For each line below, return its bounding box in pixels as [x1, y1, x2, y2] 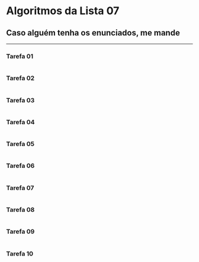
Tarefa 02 [6, 74, 35, 82]
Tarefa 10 [6, 250, 34, 258]
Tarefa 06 [6, 161, 35, 170]
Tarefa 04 [6, 118, 35, 126]
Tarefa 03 [6, 96, 35, 104]
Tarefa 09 [6, 228, 35, 236]
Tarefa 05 [6, 140, 34, 148]
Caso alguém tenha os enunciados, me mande [6, 28, 181, 38]
